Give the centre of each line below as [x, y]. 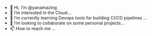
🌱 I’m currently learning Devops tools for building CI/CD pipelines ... [78, 18]
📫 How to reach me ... [33, 28]
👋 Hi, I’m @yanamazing [33, 8]
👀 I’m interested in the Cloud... [40, 13]
